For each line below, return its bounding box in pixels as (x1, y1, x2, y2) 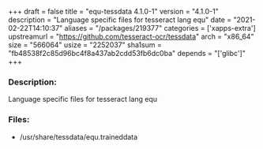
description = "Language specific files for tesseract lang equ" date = (8, 15, 232, 24)
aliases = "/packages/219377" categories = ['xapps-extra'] (64, 24, 257, 32)
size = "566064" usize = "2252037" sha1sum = (8, 40, 162, 50)
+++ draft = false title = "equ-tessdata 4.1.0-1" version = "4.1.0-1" (8, 7, 219, 16)
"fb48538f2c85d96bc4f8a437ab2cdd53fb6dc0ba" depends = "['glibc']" (8, 49, 246, 58)
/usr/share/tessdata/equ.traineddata (19, 132, 138, 141)
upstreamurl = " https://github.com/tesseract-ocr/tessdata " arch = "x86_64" (8, 32, 254, 41)
